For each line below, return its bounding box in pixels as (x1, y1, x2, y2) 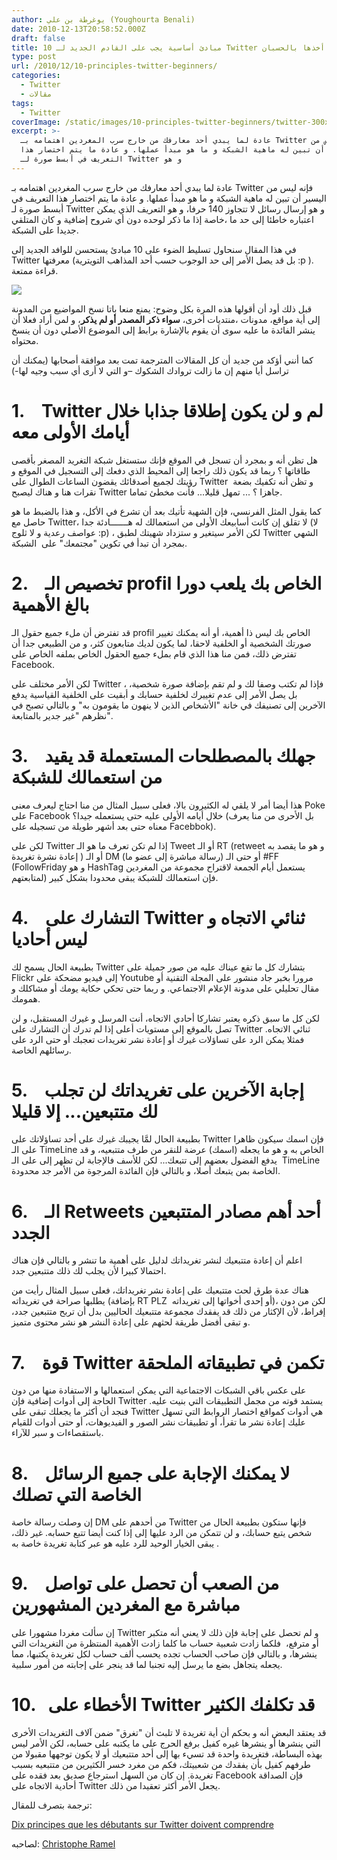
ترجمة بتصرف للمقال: (11, 1799, 93, 1811)
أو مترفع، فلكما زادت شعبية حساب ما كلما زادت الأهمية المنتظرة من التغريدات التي (11, 1637, 319, 1650)
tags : (11, 98, 34, 108)
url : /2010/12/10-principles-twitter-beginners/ (11, 61, 218, 71)
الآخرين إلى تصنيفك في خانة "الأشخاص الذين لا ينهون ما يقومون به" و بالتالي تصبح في (11, 699, 326, 711)
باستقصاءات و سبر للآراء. (11, 1427, 104, 1439)
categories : (11, 71, 61, 81)
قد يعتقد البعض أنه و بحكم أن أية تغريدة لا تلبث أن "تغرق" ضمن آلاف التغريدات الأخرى (11, 1727, 327, 1739)
